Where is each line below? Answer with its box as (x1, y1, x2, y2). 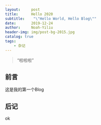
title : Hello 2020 (5, 12, 53, 17)
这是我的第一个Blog (5, 87, 44, 92)
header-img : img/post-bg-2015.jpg (5, 30, 75, 35)
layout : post (5, 7, 40, 12)
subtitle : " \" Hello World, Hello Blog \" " (5, 16, 97, 21)
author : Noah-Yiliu (5, 25, 53, 30)
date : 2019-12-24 (5, 20, 53, 26)
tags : (5, 39, 16, 44)
